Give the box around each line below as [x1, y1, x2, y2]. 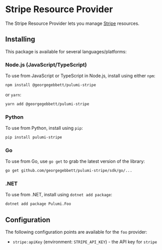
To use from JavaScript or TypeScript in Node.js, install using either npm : [5, 73, 155, 79]
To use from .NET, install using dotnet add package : [5, 192, 112, 198]
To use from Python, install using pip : [5, 125, 84, 131]
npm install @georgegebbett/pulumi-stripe [5, 83, 96, 88]
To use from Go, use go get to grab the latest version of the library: [5, 158, 145, 164]
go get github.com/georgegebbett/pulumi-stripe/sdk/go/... [5, 168, 133, 173]
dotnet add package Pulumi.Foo [5, 201, 71, 206]
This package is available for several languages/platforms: [5, 48, 127, 54]
